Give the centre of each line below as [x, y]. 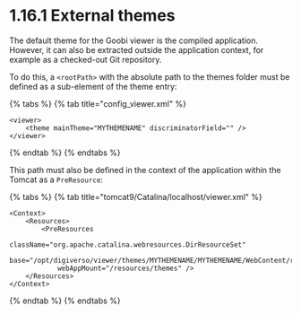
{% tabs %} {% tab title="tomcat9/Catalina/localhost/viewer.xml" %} [136, 196]
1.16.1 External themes [93, 16]
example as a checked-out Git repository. [86, 59]
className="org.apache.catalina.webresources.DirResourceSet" [128, 244]
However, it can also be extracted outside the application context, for [137, 49]
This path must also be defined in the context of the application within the [145, 170]
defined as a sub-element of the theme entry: [93, 86]
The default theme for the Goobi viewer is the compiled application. [133, 40]
